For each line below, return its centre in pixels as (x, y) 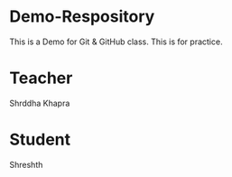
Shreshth (26, 164)
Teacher (41, 78)
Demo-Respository (82, 17)
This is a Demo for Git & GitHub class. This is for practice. (116, 42)
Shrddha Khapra (40, 103)
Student (40, 140)
